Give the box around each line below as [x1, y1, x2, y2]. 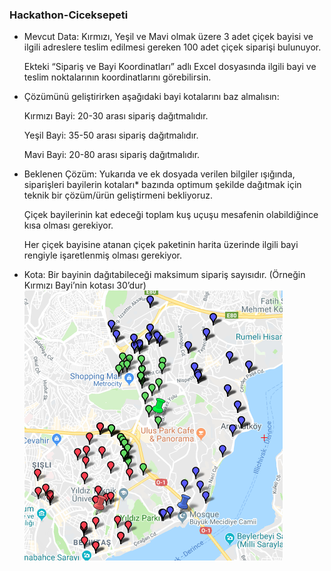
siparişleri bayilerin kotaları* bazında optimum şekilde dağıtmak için [23, 179, 302, 191]
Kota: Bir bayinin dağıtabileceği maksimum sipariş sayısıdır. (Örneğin [23, 269, 306, 281]
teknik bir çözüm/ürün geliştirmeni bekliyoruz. [23, 189, 213, 202]
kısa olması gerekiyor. [23, 219, 114, 232]
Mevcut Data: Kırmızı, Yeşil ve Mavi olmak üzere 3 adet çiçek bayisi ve [23, 31, 314, 43]
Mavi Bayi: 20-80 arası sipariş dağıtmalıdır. [23, 149, 201, 161]
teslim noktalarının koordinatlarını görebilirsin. [23, 71, 212, 83]
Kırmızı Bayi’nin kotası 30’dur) [23, 279, 147, 292]
